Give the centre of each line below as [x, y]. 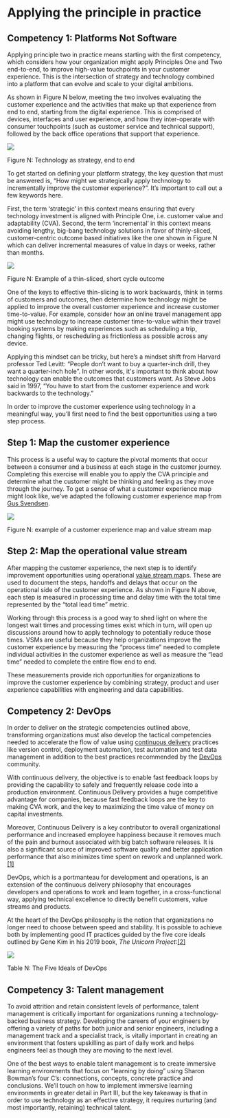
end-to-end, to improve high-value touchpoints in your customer [99, 69]
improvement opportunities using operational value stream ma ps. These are [114, 575]
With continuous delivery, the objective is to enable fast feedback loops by [113, 778]
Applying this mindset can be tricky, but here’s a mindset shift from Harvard [114, 357]
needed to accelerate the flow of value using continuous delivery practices [113, 742]
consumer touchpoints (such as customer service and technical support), [111, 126]
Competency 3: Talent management [85, 990]
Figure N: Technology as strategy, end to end [71, 160]
